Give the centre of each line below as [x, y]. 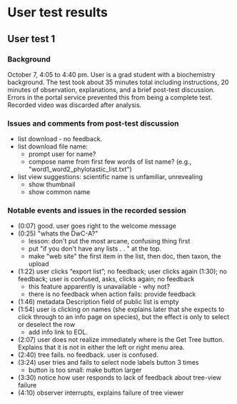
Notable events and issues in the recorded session [97, 211]
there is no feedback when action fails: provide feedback [112, 294]
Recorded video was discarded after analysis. [75, 105]
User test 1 [31, 39]
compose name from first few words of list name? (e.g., [110, 162]
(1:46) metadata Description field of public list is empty [99, 302]
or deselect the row [46, 325]
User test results [58, 12]
